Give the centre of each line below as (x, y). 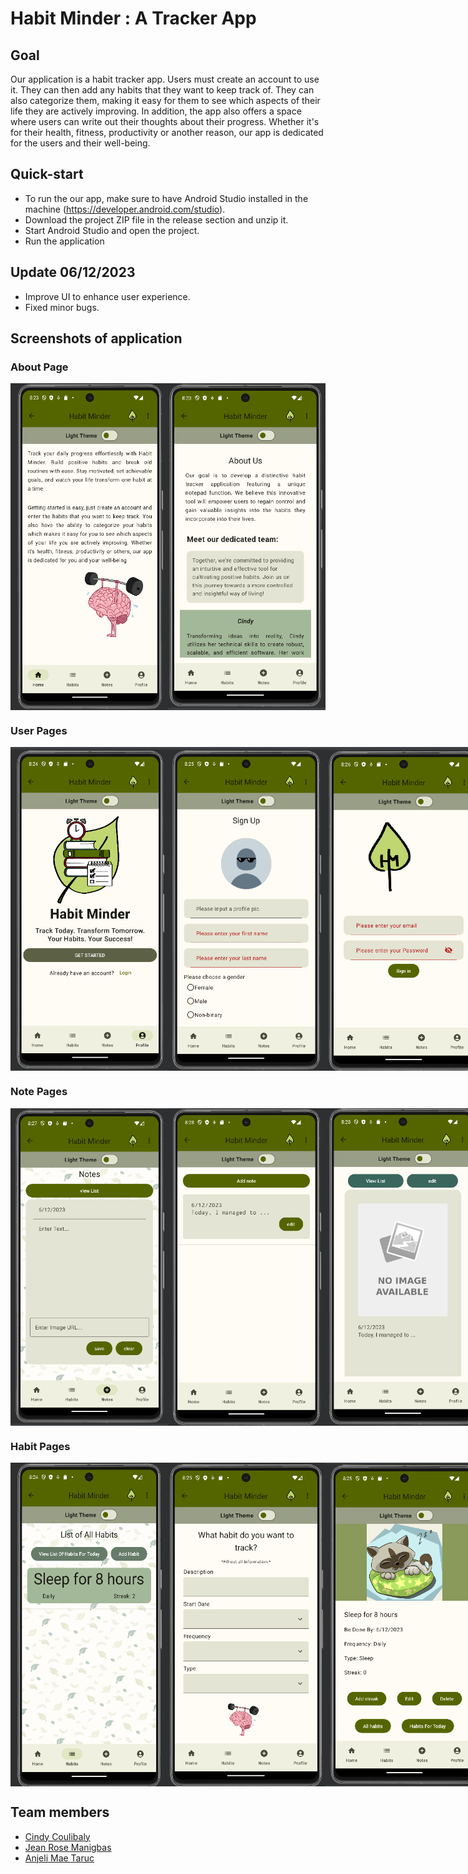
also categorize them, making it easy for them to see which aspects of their (165, 100)
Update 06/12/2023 (73, 272)
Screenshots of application (96, 338)
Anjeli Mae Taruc (59, 1858)
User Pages (39, 731)
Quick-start (47, 174)
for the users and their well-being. (80, 143)
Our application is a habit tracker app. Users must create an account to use (165, 79)
